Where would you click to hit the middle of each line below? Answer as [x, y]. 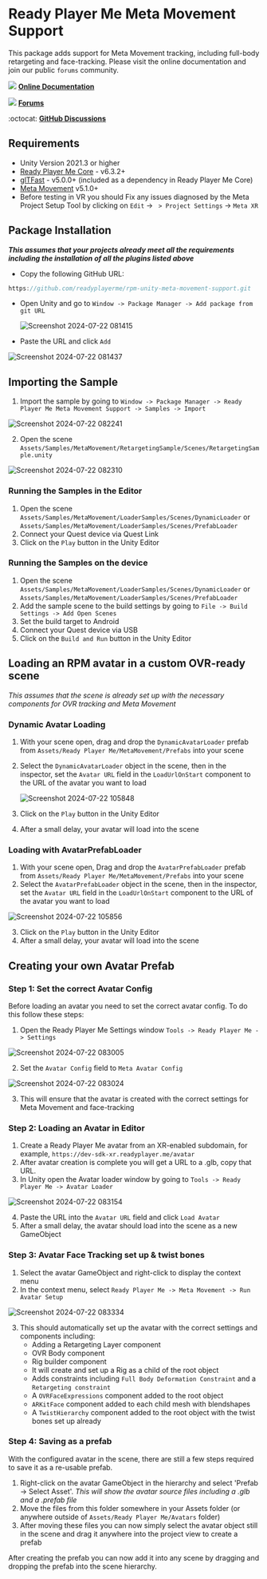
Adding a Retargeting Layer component [96, 1344]
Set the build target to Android [69, 621]
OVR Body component [68, 1353]
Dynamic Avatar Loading [57, 724]
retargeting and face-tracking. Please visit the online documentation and [127, 62]
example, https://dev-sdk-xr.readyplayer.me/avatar [107, 1154]
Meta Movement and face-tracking [77, 1107]
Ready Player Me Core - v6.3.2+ [73, 171]
